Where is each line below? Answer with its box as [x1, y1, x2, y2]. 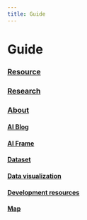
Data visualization [7, 171, 62, 180]
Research [7, 86, 41, 96]
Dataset [7, 155, 31, 164]
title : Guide [7, 10, 46, 18]
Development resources [7, 188, 80, 196]
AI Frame [7, 139, 35, 147]
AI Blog [7, 123, 30, 131]
